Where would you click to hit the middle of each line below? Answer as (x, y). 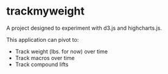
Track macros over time (45, 58)
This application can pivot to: (43, 39)
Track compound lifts (42, 64)
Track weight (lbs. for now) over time (61, 51)
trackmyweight (46, 11)
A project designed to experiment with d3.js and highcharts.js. (84, 28)
